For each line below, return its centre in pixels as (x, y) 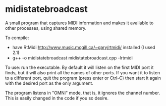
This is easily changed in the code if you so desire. (57, 98)
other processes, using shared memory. (46, 28)
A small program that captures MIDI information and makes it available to (79, 23)
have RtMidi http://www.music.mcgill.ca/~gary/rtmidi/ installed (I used (84, 47)
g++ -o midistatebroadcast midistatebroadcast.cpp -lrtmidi (72, 57)
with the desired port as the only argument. (49, 83)
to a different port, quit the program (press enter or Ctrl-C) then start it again (83, 78)
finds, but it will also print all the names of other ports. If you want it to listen (83, 72)
